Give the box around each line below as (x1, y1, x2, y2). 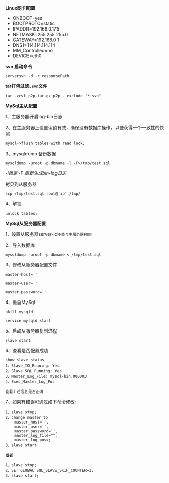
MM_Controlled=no (12, 48, 53, 53)
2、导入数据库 (5, 242, 35, 248)
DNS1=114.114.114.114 (12, 42, 56, 48)
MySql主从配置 (5, 103, 37, 109)
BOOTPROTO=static (12, 20, 55, 26)
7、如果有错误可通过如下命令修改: (5, 399, 76, 405)
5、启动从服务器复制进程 (5, 328, 58, 334)
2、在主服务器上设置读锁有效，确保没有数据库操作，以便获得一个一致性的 (5, 125, 160, 130)
